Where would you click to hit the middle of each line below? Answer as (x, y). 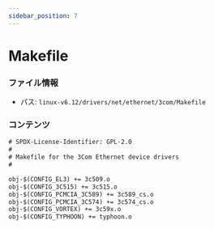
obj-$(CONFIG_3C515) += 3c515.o (63, 187)
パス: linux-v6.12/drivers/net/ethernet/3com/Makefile (113, 102)
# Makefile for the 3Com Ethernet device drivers (94, 157)
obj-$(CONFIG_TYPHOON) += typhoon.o (70, 217)
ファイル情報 (34, 83)
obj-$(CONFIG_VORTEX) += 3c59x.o (65, 210)
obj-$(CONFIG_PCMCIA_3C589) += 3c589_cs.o (81, 194)
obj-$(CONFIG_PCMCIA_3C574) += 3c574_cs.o (81, 202)
